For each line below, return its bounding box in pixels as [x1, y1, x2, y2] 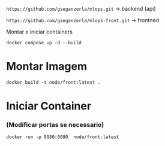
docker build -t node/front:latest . [6, 79, 101, 86]
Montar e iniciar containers [6, 28, 73, 35]
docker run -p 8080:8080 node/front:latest [6, 134, 119, 140]
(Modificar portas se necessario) [6, 121, 104, 129]
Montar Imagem [6, 60, 87, 74]
